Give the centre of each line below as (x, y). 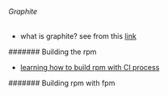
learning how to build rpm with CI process (90, 68)
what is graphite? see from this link (78, 36)
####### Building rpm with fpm (62, 83)
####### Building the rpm (52, 52)
